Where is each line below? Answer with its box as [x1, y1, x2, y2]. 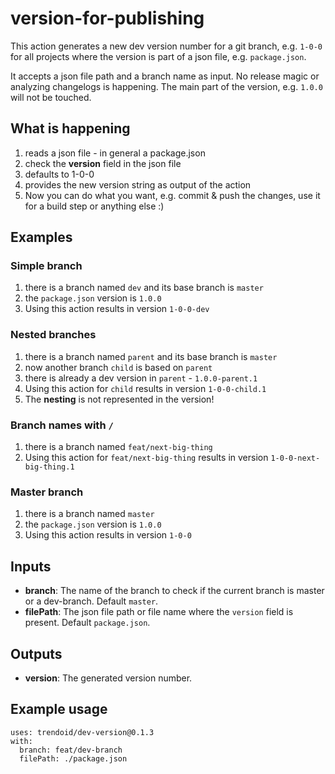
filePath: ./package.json [19, 753, 128, 764]
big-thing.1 [24, 462, 75, 472]
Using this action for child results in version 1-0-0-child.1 [24, 382, 267, 394]
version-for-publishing [10, 7, 205, 30]
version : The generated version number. [24, 672, 193, 684]
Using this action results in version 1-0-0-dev [24, 303, 210, 315]
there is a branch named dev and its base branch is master [24, 282, 264, 294]
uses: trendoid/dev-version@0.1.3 [10, 727, 155, 737]
